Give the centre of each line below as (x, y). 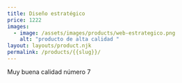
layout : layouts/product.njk (49, 46)
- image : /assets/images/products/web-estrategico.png (94, 33)
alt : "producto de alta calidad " (69, 39)
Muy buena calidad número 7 (49, 72)
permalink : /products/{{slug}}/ (54, 53)
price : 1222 (24, 20)
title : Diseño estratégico (46, 13)
